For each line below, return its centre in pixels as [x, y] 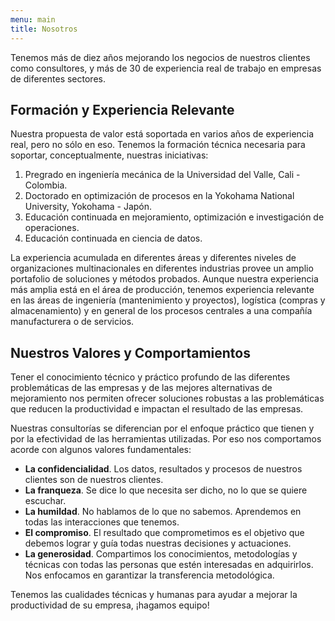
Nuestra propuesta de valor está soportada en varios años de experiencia [162, 134]
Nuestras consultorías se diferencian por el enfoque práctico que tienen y [162, 428]
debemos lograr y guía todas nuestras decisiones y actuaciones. [158, 543]
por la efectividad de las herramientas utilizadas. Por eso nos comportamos [166, 439]
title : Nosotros [44, 29]
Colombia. [46, 185]
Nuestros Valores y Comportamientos [130, 352]
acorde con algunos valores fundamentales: [101, 450]
